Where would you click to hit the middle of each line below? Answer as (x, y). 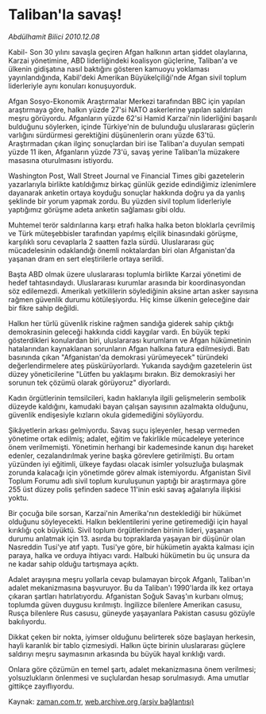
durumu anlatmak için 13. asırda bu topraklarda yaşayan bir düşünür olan (127, 538)
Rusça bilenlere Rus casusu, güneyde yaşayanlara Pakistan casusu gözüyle (132, 613)
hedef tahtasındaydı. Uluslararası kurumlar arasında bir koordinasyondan (127, 282)
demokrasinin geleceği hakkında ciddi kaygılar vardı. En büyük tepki (119, 332)
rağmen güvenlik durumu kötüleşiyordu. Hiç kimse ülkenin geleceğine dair (129, 299)
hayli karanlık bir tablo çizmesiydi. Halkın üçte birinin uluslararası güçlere (127, 645)
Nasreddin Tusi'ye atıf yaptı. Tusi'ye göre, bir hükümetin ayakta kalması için (131, 547)
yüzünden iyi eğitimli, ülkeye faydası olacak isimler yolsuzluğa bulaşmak (126, 464)
